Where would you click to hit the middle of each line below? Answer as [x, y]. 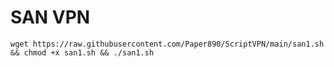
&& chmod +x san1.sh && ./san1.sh [82, 52]
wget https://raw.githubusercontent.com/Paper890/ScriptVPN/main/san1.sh [167, 44]
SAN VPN [50, 17]
